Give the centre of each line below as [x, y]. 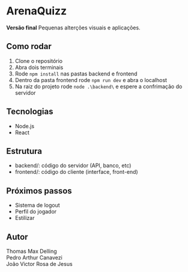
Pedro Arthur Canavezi [35, 258]
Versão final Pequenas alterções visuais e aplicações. [73, 28]
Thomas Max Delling [32, 251]
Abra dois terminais [39, 67]
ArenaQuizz [37, 11]
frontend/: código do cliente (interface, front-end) [76, 172]
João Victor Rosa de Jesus [40, 264]
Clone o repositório [39, 61]
